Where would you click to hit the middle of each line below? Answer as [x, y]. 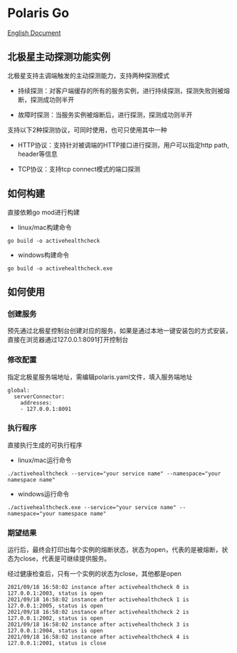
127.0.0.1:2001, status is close [57, 643]
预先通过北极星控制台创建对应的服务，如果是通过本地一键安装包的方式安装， [120, 331]
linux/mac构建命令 [44, 227]
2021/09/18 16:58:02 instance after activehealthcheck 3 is [99, 625]
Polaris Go [38, 13]
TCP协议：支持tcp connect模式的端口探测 [79, 169]
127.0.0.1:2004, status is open [55, 631]
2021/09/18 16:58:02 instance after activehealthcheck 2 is [99, 612]
